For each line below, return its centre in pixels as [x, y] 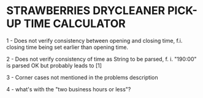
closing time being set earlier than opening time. [67, 47]
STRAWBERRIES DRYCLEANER [86, 11]
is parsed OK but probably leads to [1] [54, 66]
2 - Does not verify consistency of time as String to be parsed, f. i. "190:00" [102, 59]
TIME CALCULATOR [75, 24]
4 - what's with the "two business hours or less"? [69, 89]
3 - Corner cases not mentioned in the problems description [82, 77]
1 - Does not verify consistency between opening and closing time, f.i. [94, 40]
